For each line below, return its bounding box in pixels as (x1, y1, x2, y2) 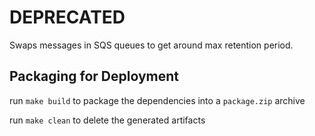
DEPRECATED (9, 6, 126, 29)
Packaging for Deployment (9, 68, 180, 85)
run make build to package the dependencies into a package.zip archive (9, 94, 306, 106)
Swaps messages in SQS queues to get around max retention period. (9, 39, 294, 51)
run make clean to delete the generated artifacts (9, 114, 206, 126)
